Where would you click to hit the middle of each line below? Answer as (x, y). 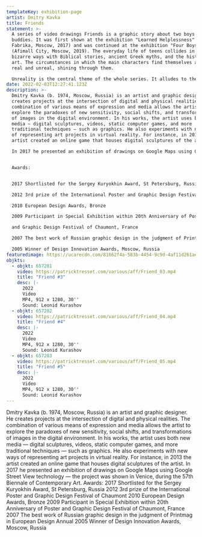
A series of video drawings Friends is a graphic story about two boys (103, 34)
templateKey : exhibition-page (44, 12)
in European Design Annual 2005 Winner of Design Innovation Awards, (94, 521)
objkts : (16, 260)
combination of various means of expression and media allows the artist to (99, 425)
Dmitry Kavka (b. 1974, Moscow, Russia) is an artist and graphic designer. (97, 412)
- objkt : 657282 (32, 311)
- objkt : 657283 (32, 356)
